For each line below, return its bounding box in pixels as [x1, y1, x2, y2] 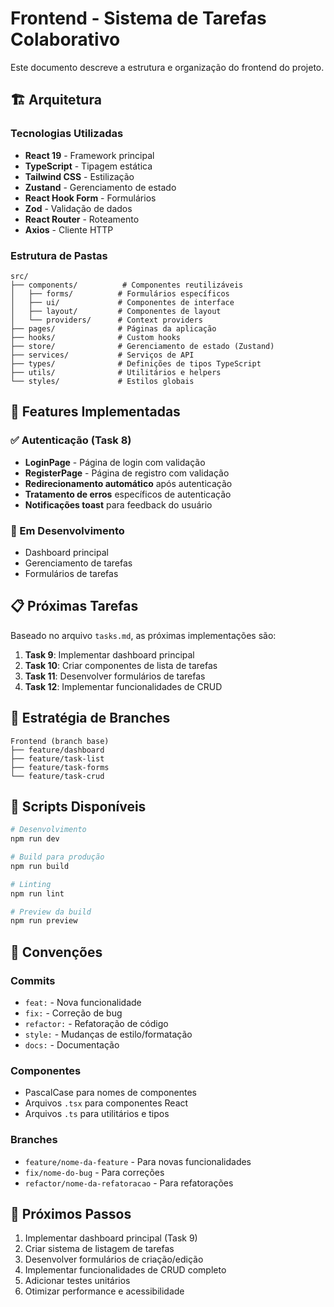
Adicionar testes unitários [24, 1275, 131, 1287]
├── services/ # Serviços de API [10, 350, 195, 360]
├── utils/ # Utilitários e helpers [10, 367, 222, 377]
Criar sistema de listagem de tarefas [24, 1243, 175, 1255]
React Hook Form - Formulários [24, 192, 157, 204]
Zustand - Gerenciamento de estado [24, 181, 177, 193]
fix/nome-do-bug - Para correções [24, 1166, 165, 1178]
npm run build [10, 861, 70, 871]
